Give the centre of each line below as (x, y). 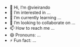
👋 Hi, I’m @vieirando (30, 7)
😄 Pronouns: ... (25, 35)
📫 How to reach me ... (32, 28)
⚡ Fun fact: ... (23, 40)
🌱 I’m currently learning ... (35, 18)
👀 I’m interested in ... (30, 12)
